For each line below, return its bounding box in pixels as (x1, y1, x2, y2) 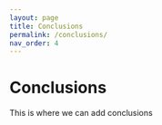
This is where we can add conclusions (9, 108, 153, 119)
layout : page (9, 13, 59, 23)
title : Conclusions (9, 22, 84, 31)
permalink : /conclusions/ (9, 30, 107, 39)
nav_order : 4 (9, 38, 59, 48)
